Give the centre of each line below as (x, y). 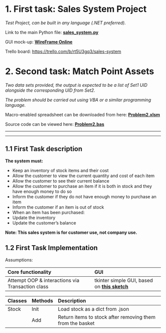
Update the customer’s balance (44, 222)
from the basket (76, 323)
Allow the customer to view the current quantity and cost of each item (83, 176)
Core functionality (30, 272)
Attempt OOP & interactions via (43, 280)
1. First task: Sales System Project (76, 9)
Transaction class (28, 286)
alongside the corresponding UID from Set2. (50, 90)
